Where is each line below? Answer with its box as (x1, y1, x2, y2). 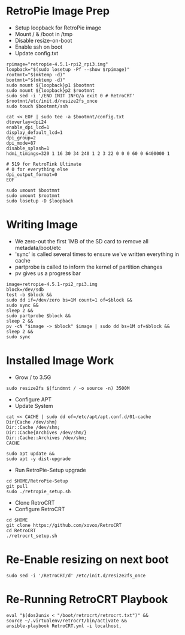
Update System (14, 402, 53, 409)
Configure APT (14, 395, 52, 403)
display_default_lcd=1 (6, 129, 63, 136)
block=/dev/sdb (6, 287, 44, 293)
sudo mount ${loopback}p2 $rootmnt (6, 87, 95, 94)
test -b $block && (6, 291, 52, 298)
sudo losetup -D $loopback (6, 198, 74, 204)
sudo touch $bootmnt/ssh (6, 103, 68, 109)
